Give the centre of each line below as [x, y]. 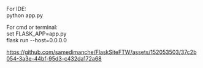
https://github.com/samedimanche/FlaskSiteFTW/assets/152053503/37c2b [101, 52]
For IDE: [16, 9]
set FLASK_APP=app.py [36, 34]
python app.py [25, 15]
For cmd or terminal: [32, 27]
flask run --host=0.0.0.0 [37, 40]
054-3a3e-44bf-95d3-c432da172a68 [54, 59]
